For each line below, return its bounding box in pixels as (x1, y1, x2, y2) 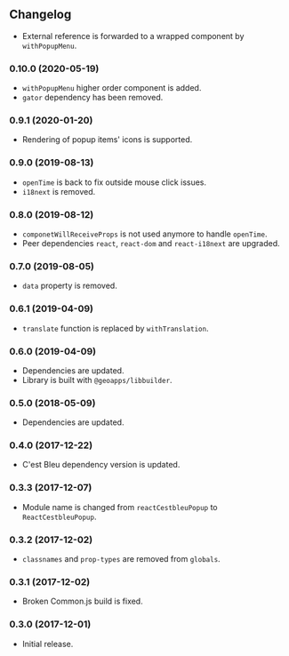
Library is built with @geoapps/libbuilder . (21, 374, 173, 385)
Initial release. (21, 638, 74, 649)
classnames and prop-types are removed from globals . (21, 554, 221, 564)
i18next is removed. (21, 186, 96, 196)
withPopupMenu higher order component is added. (21, 83, 202, 93)
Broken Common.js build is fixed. (21, 596, 144, 607)
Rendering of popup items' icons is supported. (21, 134, 193, 145)
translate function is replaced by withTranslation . (21, 323, 209, 333)
